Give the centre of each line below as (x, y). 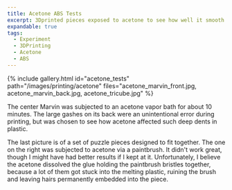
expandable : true (32, 26)
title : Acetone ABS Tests (44, 14)
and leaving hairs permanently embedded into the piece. (88, 179)
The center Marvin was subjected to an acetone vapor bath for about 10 (110, 106)
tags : (15, 33)
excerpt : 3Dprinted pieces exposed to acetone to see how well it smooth (116, 20)
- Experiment (32, 40)
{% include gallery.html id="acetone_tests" (69, 78)
